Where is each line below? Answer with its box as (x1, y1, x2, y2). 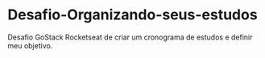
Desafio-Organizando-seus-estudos (7, 6, 259, 24)
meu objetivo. (7, 40, 53, 50)
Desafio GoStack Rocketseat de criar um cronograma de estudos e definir (7, 32, 253, 42)
